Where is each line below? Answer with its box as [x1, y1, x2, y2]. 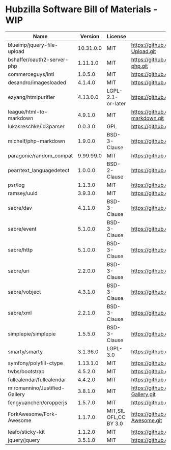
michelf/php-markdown [8, 137, 65, 145]
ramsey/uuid [8, 189, 38, 196]
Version [80, 33, 100, 40]
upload [8, 47, 24, 54]
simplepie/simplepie [8, 330, 56, 337]
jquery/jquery [8, 436, 40, 443]
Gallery [8, 390, 25, 398]
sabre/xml [8, 309, 32, 316]
